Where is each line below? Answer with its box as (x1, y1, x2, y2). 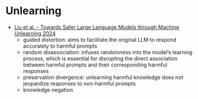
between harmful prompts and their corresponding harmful (23, 61, 167, 68)
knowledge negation (23, 86, 74, 93)
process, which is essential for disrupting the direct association (23, 55, 178, 62)
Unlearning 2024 (14, 29, 56, 37)
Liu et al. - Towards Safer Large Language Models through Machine (14, 24, 180, 31)
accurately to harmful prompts (23, 42, 97, 49)
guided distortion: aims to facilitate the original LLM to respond (23, 36, 177, 43)
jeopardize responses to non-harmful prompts (23, 80, 136, 87)
